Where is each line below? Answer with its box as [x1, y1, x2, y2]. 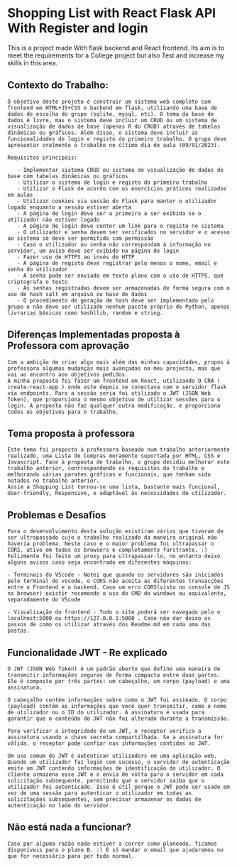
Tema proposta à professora [7, 427, 135, 440]
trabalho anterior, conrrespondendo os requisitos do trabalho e [7, 465, 204, 472]
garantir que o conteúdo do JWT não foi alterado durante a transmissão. [7, 715, 231, 722]
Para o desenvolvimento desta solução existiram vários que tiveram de [7, 528, 224, 535]
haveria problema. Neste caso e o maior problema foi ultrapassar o [7, 540, 214, 547]
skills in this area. [7, 58, 58, 67]
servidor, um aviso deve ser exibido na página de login [7, 247, 180, 254]
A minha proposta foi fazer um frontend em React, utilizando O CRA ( [7, 377, 221, 384]
